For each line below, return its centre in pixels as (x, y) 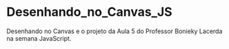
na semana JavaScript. (39, 38)
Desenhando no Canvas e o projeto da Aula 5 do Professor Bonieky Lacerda (114, 31)
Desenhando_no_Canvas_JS (90, 12)
